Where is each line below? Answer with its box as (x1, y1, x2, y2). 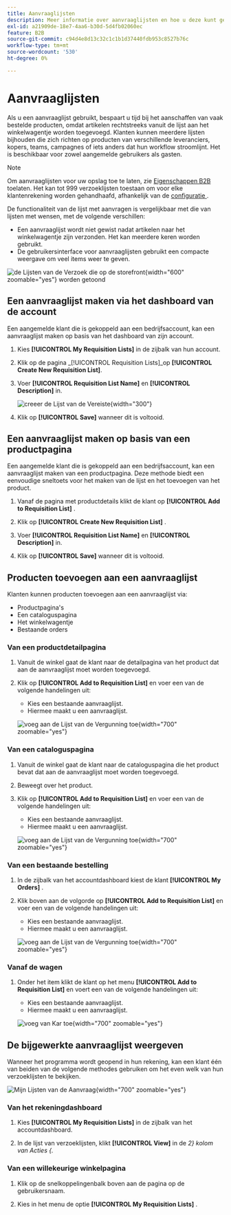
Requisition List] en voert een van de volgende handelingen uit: (16, 986, 198, 994)
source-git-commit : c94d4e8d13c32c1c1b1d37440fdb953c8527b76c (7, 36, 189, 43)
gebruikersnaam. (16, 1186, 65, 1195)
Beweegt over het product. (16, 781, 93, 789)
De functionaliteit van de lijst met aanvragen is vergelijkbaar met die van (7, 205, 211, 213)
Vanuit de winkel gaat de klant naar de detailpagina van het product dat (16, 658, 219, 667)
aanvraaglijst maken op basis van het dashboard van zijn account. (7, 331, 195, 340)
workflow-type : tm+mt (7, 42, 69, 49)
